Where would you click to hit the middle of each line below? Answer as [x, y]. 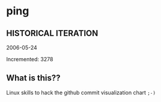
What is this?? [33, 78]
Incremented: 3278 [30, 59]
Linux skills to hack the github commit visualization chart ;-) [81, 92]
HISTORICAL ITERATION [52, 33]
